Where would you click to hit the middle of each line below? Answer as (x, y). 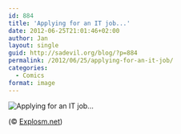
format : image (32, 83)
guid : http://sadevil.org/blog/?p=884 (73, 53)
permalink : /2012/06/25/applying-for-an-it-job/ (91, 61)
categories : (28, 68)
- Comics (30, 75)
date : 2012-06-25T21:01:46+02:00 (64, 30)
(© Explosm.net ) (36, 121)
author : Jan (28, 38)
